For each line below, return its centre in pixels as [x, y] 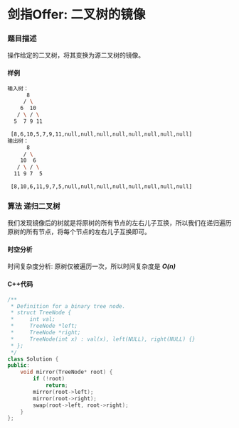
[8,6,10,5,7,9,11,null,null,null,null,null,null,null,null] [101, 134]
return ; [57, 385]
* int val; [33, 319]
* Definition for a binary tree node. [68, 306]
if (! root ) [49, 379]
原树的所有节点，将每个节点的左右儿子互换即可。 [79, 232]
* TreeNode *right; [46, 333]
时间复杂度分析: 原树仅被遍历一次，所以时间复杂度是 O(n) [92, 266]
